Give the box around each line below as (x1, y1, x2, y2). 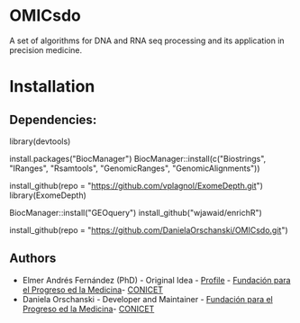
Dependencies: (9, 112, 97, 127)
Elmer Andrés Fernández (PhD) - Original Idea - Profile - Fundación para (22, 274, 291, 285)
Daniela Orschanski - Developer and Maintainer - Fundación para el (22, 293, 273, 304)
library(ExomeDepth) (9, 190, 87, 201)
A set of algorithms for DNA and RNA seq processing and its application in (9, 35, 286, 46)
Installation (9, 76, 95, 97)
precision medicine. (9, 44, 83, 55)
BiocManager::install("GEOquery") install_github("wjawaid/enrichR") (9, 207, 263, 218)
